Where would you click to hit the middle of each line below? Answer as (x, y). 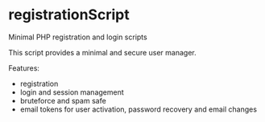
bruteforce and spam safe (63, 100)
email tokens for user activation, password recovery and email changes (139, 109)
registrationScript (69, 15)
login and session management (72, 92)
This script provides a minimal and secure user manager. (103, 52)
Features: (24, 68)
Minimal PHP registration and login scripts (78, 37)
